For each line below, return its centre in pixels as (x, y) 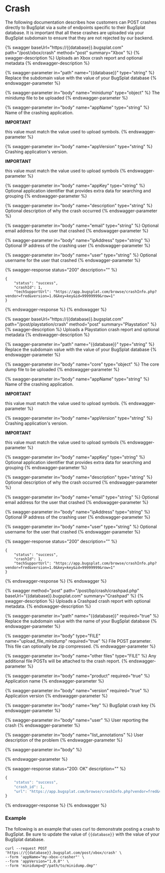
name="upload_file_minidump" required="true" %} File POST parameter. (79, 641)
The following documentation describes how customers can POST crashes (81, 22)
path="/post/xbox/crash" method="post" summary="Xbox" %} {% (72, 53)
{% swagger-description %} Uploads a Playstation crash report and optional (82, 329)
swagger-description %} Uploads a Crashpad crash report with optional (78, 601)
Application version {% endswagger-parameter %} (56, 696)
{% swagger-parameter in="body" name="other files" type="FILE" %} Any (81, 655)
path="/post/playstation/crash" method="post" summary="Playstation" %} (81, 324)
